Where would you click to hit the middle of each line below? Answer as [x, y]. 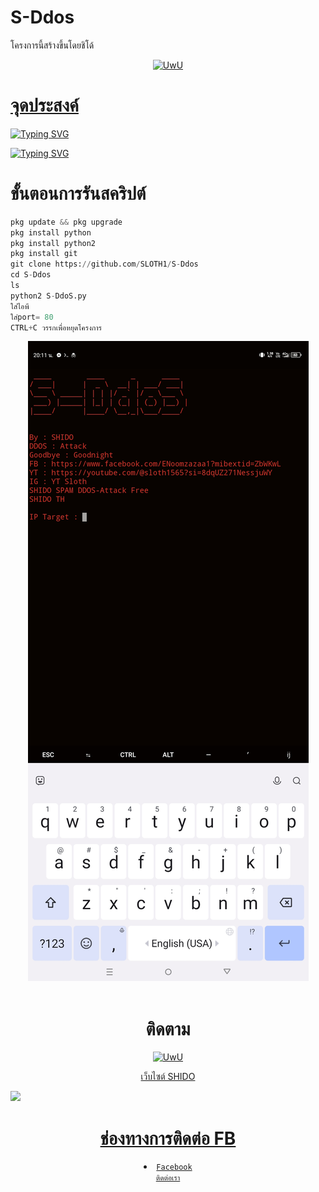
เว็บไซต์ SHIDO [168, 1077]
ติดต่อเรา [168, 1178]
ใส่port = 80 [32, 317]
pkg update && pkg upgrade [66, 222]
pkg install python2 [53, 243]
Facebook [174, 1167]
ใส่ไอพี [20, 306]
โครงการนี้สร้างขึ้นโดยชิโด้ [52, 45]
